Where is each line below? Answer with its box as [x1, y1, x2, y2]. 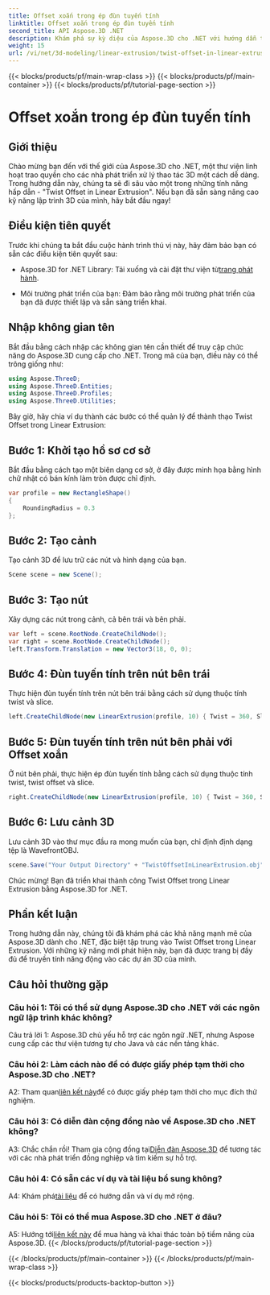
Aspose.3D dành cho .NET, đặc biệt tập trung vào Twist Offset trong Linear [8, 937, 256, 947]
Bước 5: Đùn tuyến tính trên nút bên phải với [8, 734, 233, 749]
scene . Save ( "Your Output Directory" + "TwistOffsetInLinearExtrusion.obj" [8, 861, 264, 869]
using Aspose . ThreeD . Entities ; [8, 382, 113, 391]
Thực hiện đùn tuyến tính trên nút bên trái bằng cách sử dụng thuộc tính [8, 689, 247, 698]
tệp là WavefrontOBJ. [8, 845, 79, 854]
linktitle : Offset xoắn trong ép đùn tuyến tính [8, 19, 174, 27]
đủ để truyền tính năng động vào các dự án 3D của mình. [8, 954, 197, 964]
